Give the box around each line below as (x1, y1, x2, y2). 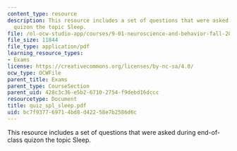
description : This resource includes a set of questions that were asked (7, 17, 229, 24)
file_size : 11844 (7, 37, 59, 44)
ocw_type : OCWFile (7, 69, 61, 76)
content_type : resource (7, 10, 78, 18)
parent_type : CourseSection (7, 83, 90, 90)
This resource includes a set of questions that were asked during (7, 128, 196, 136)
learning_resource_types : (7, 50, 83, 57)
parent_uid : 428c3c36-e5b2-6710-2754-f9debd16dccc (7, 89, 159, 96)
